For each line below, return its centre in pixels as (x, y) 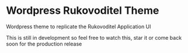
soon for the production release (44, 44)
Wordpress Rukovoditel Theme (83, 11)
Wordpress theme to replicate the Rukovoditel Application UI (79, 26)
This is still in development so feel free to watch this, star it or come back (94, 37)
